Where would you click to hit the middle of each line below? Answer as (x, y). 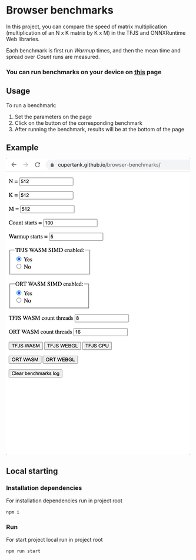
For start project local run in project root (54, 540)
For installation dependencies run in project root (64, 501)
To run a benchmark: (31, 105)
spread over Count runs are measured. (53, 57)
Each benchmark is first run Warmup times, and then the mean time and (93, 50)
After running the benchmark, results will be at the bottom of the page (99, 129)
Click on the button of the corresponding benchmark (78, 123)
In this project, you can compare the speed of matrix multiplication (87, 26)
